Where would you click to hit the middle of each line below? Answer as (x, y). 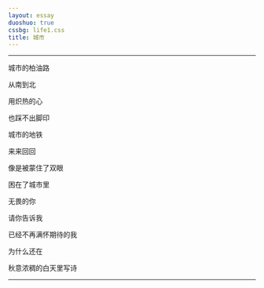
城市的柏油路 (29, 68)
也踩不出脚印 (29, 118)
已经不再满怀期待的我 (42, 235)
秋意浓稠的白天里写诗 (42, 268)
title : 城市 (26, 37)
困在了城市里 (29, 184)
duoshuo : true (31, 23)
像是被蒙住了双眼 (36, 168)
